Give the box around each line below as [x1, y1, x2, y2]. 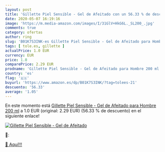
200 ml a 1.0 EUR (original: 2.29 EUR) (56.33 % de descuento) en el [5, 108, 141, 114]
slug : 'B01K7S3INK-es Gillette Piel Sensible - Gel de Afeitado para [5, 39, 151, 44]
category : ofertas [5, 30, 43, 35]
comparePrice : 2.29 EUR [5, 62, 54, 67]
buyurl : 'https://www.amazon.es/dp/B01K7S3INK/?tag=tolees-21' [5, 80, 137, 85]
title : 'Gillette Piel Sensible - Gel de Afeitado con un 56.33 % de [5, 12, 151, 17]
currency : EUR [5, 52, 34, 58]
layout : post [5, 7, 32, 12]
